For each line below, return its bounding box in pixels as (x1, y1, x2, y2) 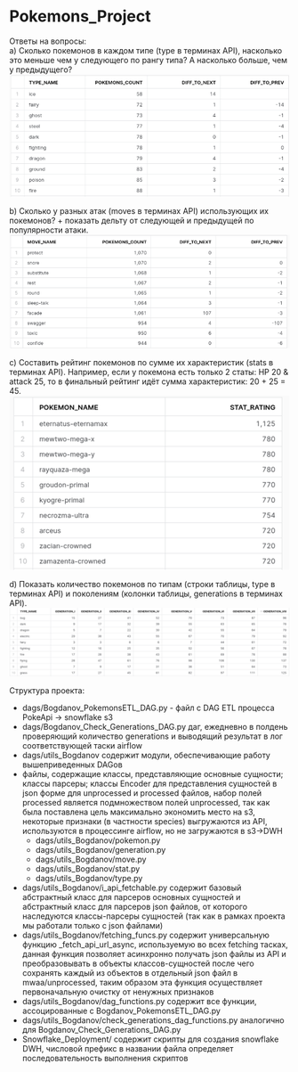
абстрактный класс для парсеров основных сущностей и (21, 892, 241, 903)
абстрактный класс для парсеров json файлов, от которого (21, 902, 247, 912)
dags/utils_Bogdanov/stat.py (35, 863, 141, 874)
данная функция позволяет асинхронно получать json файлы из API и (21, 949, 286, 960)
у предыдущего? (9, 64, 73, 75)
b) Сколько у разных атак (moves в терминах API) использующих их (9, 206, 270, 217)
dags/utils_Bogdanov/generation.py (35, 845, 166, 855)
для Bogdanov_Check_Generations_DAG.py (21, 1025, 181, 1035)
